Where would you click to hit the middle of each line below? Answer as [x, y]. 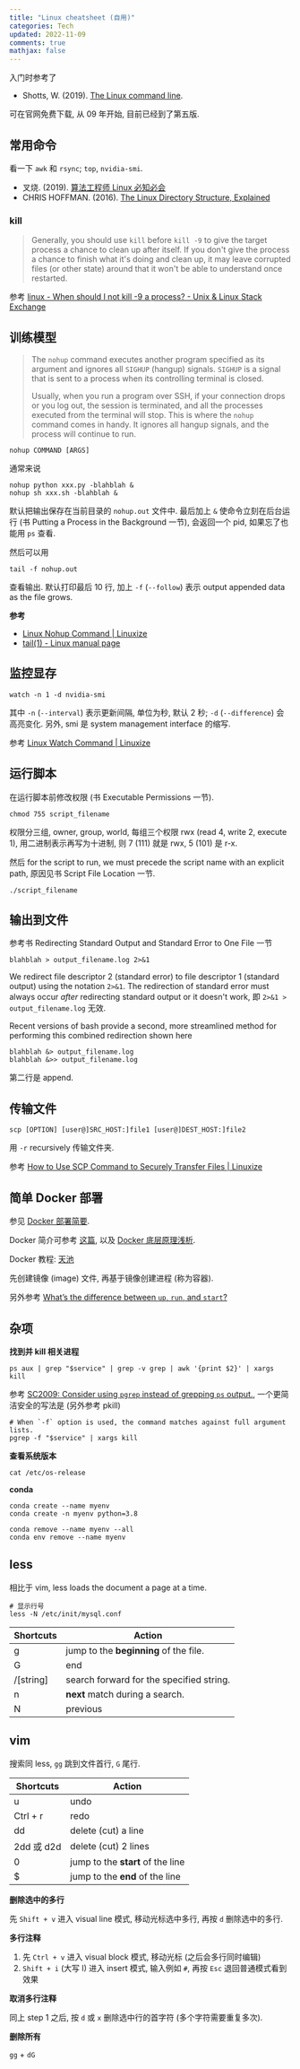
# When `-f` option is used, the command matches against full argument [148, 1422]
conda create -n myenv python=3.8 [74, 1513]
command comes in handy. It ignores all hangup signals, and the [150, 425]
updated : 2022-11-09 [48, 34]
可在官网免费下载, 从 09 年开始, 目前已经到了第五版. [104, 114]
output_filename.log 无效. [58, 1008]
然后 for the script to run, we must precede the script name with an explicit [147, 862]
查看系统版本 [33, 1456]
